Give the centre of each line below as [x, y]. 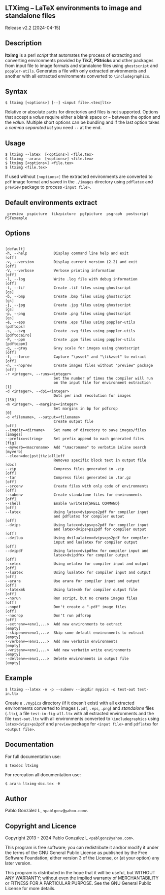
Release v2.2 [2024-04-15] [33, 28]
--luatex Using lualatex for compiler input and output [78, 572]
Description [23, 43]
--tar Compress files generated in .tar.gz [68, 478]
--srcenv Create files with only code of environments [77, 486]
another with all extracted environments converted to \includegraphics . [78, 76]
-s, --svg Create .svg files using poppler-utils [70, 331]
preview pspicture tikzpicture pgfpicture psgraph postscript [78, 214]
